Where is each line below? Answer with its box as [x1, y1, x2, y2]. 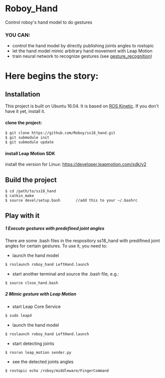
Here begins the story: [5, 70, 99, 82]
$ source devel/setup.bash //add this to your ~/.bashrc [5, 198, 138, 203]
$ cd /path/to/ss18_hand [5, 189, 56, 194]
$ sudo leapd [5, 313, 32, 318]
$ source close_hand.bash [5, 280, 58, 285]
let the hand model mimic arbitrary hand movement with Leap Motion [12, 48, 153, 54]
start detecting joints [12, 341, 55, 346]
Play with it [5, 211, 40, 220]
